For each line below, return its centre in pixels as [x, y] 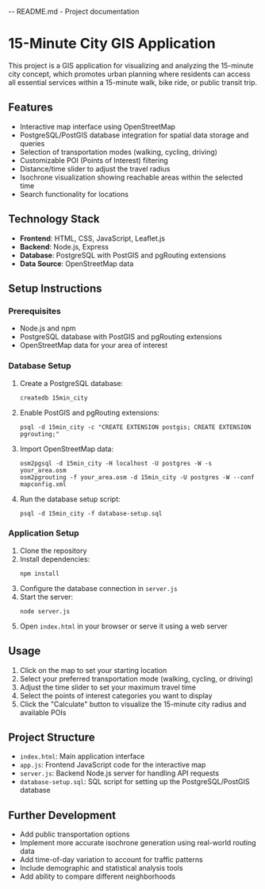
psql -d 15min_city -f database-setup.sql [91, 513]
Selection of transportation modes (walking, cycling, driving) [119, 152]
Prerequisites [35, 311]
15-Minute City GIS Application [112, 44]
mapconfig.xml [43, 484]
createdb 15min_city [54, 398]
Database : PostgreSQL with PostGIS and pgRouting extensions [123, 255]
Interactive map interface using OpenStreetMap [98, 126]
